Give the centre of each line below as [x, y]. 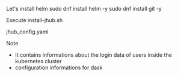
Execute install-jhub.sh [35, 20]
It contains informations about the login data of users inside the [94, 55]
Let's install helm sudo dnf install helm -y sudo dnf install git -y [84, 9]
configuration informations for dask [59, 67]
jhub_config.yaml [28, 32]
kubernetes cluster [38, 61]
